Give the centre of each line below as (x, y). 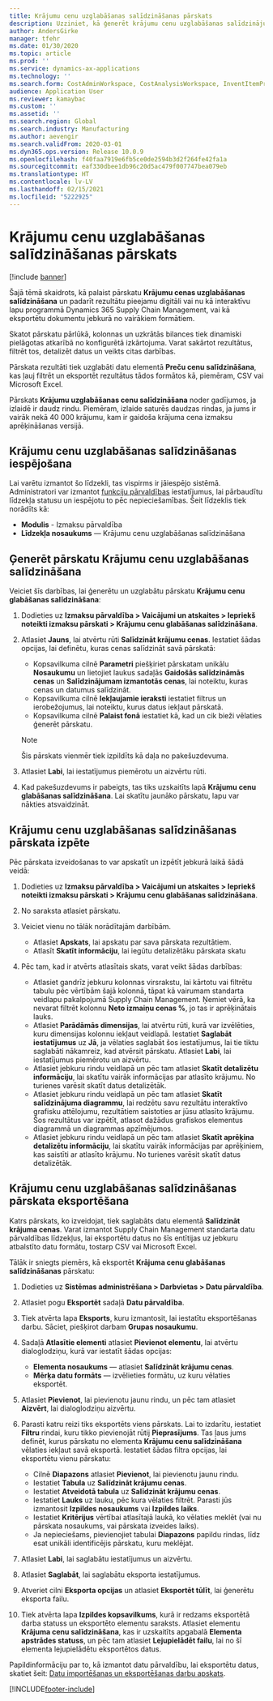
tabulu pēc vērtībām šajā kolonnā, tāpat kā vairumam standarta (139, 991)
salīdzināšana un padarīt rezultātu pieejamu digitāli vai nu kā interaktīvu (130, 301)
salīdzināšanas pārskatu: (52, 1270)
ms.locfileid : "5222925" (51, 197)
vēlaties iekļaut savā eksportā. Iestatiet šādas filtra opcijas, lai (124, 1450)
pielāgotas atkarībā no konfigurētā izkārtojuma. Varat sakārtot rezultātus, (131, 342)
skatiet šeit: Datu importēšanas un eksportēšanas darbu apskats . (117, 1673)
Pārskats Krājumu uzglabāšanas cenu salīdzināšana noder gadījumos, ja (133, 400)
